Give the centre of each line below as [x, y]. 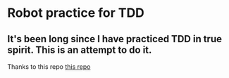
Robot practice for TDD [76, 13]
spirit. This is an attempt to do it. [80, 50]
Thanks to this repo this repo [49, 67]
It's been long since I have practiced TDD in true [114, 39]
